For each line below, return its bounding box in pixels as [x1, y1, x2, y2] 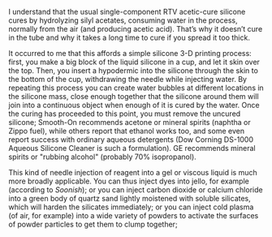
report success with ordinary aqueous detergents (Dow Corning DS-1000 [8, 135, 254, 144]
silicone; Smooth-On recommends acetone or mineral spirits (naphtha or [8, 118, 251, 127]
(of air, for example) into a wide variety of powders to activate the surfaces [8, 211, 259, 220]
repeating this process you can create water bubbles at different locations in [8, 83, 264, 93]
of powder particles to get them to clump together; [8, 219, 178, 229]
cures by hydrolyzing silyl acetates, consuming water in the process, [8, 15, 238, 25]
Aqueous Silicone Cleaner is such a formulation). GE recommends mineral [8, 144, 256, 153]
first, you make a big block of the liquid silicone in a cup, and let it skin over [8, 57, 260, 67]
